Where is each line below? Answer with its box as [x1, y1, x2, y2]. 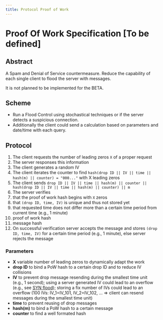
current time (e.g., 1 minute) [12, 210, 68, 216]
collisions [12, 269, 32, 275]
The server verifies [12, 190, 50, 195]
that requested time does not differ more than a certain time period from [12, 205, 157, 211]
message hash [12, 220, 42, 226]
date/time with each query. [12, 127, 67, 133]
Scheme [5, 99, 31, 107]
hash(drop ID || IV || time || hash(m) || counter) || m [12, 185, 130, 190]
